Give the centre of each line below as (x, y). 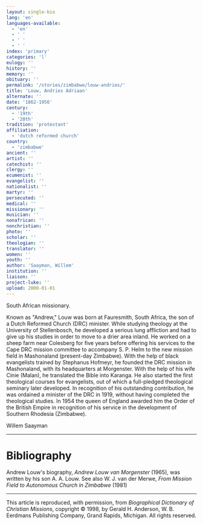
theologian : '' (25, 243)
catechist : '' (24, 164)
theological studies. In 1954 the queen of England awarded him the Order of (101, 401)
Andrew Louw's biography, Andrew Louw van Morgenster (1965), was (93, 472)
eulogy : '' (20, 62)
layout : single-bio (31, 12)
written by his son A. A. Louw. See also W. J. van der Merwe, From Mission (99, 479)
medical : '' (21, 204)
